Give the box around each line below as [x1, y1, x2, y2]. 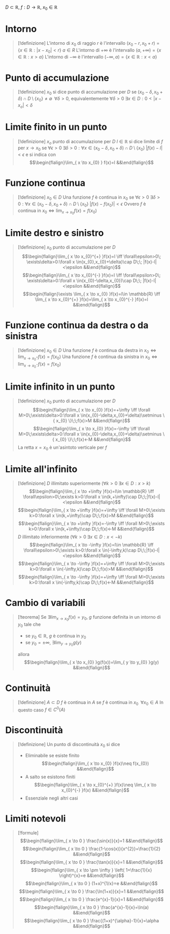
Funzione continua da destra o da [5, 319, 149, 331]
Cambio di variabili [5, 597, 85, 609]
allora [17, 651, 29, 657]
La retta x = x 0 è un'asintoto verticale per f [17, 445, 108, 452]
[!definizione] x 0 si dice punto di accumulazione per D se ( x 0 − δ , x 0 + [17, 89, 163, 96]
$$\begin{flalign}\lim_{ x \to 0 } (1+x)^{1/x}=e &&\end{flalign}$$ [25, 880, 158, 886]
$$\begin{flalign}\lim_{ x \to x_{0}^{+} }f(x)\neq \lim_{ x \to [34, 781, 157, 788]
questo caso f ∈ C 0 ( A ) [17, 706, 65, 713]
